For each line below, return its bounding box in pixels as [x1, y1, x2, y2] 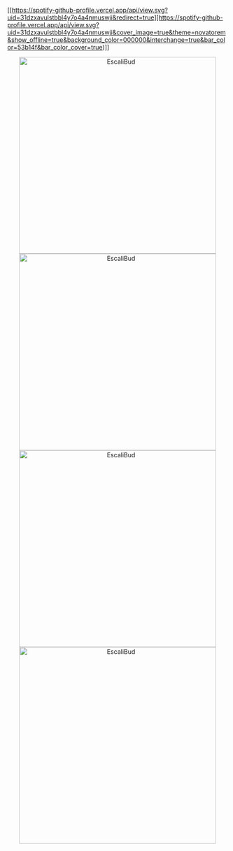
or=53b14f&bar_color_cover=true [7, 43, 103, 51]
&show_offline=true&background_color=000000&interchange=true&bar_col [7, 36, 225, 44]
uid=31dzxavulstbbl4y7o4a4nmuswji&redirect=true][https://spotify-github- [7, 13, 223, 22]
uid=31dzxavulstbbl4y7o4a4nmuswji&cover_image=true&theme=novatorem [7, 28, 226, 36]
